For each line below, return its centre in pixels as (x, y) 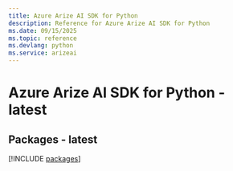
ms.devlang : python (41, 46)
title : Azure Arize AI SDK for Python (73, 16)
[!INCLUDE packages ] (45, 159)
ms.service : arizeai (43, 53)
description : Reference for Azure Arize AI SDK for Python (109, 23)
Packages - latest (53, 139)
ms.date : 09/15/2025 (43, 31)
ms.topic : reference (43, 38)
